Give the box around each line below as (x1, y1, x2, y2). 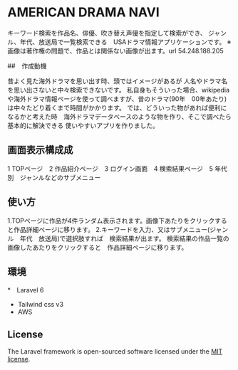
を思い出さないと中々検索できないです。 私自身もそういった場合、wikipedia (7, 85, 230, 94)
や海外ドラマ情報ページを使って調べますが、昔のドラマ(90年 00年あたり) (7, 94, 227, 103)
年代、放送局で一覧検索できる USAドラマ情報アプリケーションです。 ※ (19, 37, 232, 46)
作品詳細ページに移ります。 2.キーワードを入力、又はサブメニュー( (13, 225, 210, 233)
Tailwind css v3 (17, 300, 64, 309)
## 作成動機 (7, 61, 47, 70)
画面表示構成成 (7, 144, 73, 157)
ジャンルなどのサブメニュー (19, 173, 101, 181)
